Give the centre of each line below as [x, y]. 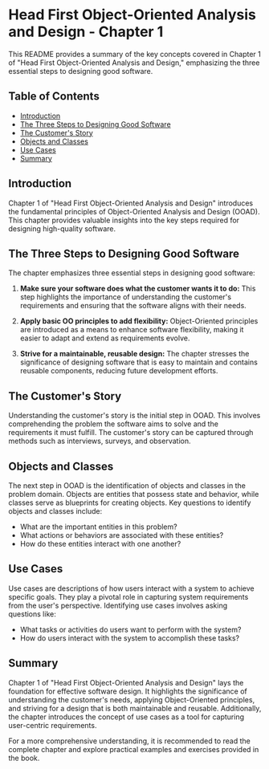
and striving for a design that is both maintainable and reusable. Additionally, [135, 708]
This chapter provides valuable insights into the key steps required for [124, 220]
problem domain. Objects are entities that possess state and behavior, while [134, 494]
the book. [24, 758]
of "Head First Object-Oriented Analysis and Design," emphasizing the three [134, 63]
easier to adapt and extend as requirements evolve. [105, 338]
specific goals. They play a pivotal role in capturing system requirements [128, 596]
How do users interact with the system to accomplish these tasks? [129, 638]
